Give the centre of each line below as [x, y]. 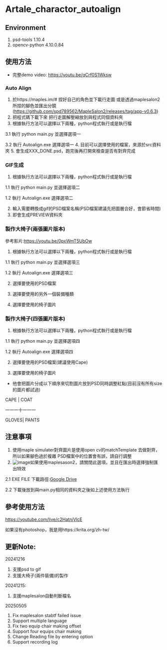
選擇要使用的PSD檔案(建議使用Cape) [50, 362]
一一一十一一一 [20, 410]
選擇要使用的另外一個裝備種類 [43, 294]
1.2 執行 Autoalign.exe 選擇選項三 [39, 272]
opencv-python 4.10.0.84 [38, 45]
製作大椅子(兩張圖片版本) [35, 229]
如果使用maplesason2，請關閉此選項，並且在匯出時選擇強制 [92, 462]
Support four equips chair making [47, 632]
